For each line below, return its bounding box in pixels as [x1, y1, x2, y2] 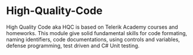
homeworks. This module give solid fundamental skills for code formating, [6, 29, 188, 36]
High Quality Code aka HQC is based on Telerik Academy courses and [6, 23, 178, 30]
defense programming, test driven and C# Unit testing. [6, 42, 140, 49]
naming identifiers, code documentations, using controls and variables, [6, 36, 180, 43]
